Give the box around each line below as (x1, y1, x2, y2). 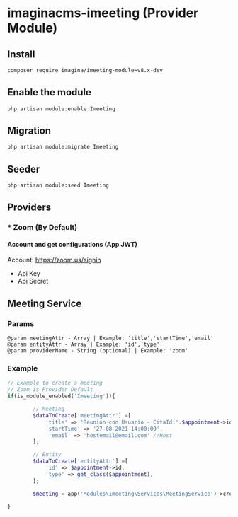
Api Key (17, 269, 40, 278)
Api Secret (17, 277, 49, 286)
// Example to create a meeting (7, 380, 103, 387)
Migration (7, 124, 52, 136)
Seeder (7, 163, 40, 175)
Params (7, 318, 34, 328)
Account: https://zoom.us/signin (7, 256, 101, 265)
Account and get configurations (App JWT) (7, 240, 138, 248)
